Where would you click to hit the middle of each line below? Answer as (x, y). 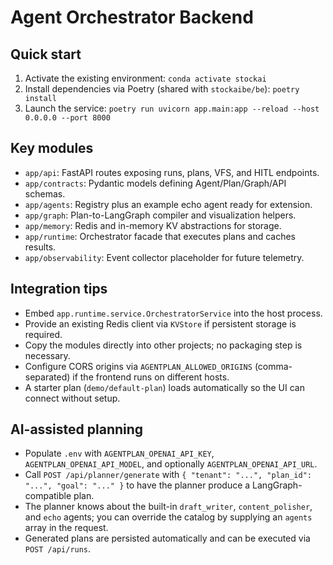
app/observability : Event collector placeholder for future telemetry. (164, 257)
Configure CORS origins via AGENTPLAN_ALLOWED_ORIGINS (138, 366)
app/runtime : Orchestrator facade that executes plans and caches (160, 236)
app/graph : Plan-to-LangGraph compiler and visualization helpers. (160, 215)
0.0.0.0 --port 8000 (67, 118)
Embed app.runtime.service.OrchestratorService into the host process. (173, 313)
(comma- (273, 366)
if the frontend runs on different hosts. (151, 377)
